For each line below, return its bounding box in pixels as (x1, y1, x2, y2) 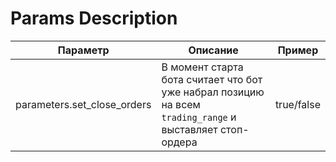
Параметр (57, 43, 110, 57)
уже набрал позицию (161, 85, 265, 99)
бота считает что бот (161, 72, 263, 86)
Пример (277, 43, 319, 57)
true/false (274, 97, 321, 111)
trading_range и (161, 110, 237, 124)
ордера (161, 135, 198, 149)
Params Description (10, 7, 178, 30)
